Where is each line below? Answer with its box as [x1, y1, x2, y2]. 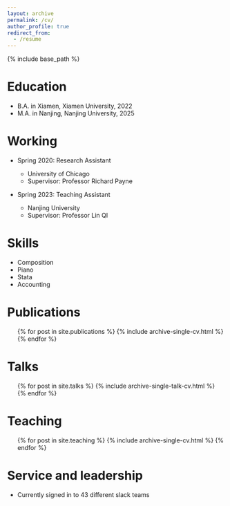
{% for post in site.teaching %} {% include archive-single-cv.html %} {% [17, 436, 224, 444]
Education [7, 79, 67, 95]
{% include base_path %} [7, 55, 80, 63]
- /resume [13, 36, 41, 43]
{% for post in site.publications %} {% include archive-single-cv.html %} [17, 327, 224, 335]
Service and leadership [7, 467, 143, 483]
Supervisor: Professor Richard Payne [27, 177, 133, 185]
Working [7, 133, 57, 149]
